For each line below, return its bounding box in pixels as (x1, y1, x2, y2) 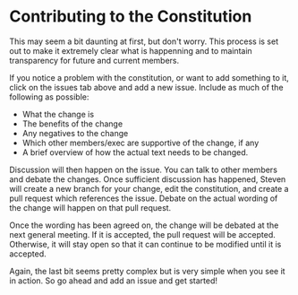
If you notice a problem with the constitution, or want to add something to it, (9, 72, 289, 82)
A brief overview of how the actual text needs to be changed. (21, 146, 249, 158)
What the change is (21, 108, 95, 119)
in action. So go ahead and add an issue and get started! (9, 275, 217, 286)
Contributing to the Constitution (9, 6, 252, 27)
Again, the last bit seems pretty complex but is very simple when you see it (9, 265, 285, 276)
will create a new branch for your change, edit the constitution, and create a (9, 183, 289, 194)
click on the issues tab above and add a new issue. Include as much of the (9, 82, 284, 92)
